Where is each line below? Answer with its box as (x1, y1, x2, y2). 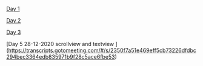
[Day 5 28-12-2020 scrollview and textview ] (6, 41, 118, 47)
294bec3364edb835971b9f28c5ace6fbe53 (6, 53, 115, 60)
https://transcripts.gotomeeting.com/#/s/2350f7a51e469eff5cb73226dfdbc (8, 47, 197, 54)
